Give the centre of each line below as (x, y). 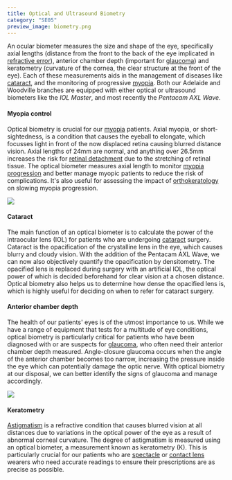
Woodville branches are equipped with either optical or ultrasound (101, 90)
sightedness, (26, 136)
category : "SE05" (32, 20)
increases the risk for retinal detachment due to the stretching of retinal (109, 158)
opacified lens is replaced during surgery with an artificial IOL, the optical (112, 269)
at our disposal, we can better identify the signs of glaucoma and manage (112, 373)
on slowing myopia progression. (53, 188)
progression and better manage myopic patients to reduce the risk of (106, 173)
